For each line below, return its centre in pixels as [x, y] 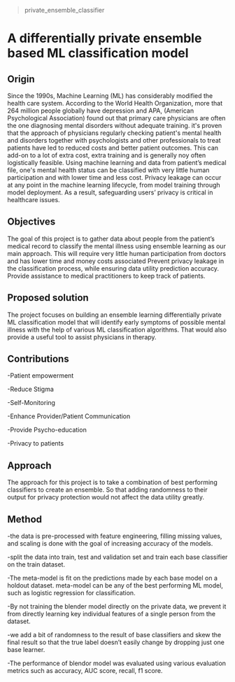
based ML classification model [98, 54]
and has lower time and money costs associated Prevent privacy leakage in [116, 261]
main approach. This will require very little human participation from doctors [116, 253]
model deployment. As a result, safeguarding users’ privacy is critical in [110, 192]
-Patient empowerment [41, 376]
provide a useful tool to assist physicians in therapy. [82, 337]
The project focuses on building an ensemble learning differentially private [114, 315]
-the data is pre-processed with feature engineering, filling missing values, [115, 536]
